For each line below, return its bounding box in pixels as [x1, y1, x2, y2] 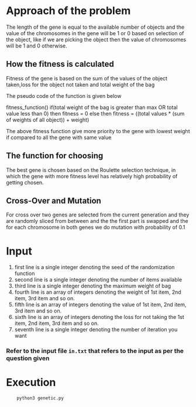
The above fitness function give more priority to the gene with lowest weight [6, 127, 190, 134]
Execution [6, 376, 56, 389]
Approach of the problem [6, 4, 131, 18]
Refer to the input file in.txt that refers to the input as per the [6, 347, 184, 355]
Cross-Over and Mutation [6, 195, 101, 206]
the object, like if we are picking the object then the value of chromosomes [6, 36, 187, 43]
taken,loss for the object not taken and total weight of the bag [6, 81, 155, 88]
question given [6, 354, 50, 362]
